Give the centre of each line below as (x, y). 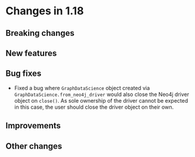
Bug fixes (24, 74)
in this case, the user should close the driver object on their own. (94, 107)
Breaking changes (40, 33)
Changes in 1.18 (45, 11)
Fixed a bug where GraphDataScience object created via (82, 88)
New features (31, 53)
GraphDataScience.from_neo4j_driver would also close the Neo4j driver (101, 94)
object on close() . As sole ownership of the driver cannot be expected (101, 100)
